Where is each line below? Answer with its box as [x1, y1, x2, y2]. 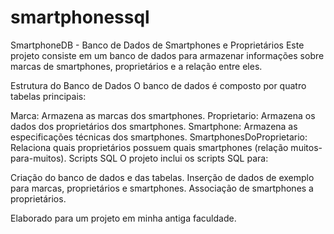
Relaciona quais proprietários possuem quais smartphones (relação [10, 141, 289, 153]
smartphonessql [10, 6, 150, 29]
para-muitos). [10, 152, 67, 164]
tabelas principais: [10, 90, 87, 102]
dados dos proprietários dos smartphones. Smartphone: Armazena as [10, 120, 298, 132]
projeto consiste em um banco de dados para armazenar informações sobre [10, 49, 325, 61]
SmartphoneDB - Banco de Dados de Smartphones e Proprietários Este [10, 39, 305, 51]
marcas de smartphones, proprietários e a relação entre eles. [10, 60, 263, 72]
